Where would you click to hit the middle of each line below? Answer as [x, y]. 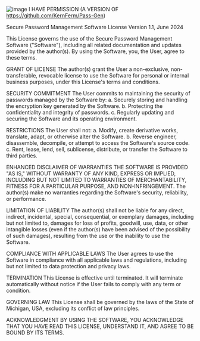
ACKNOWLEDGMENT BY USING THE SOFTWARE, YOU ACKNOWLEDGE [95, 320]
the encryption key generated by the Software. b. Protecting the [85, 106]
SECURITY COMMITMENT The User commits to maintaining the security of [98, 93]
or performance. [26, 199]
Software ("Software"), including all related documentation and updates [94, 45]
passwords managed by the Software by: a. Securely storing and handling [97, 100]
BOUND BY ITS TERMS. [35, 333]
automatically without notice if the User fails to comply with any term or [94, 284]
